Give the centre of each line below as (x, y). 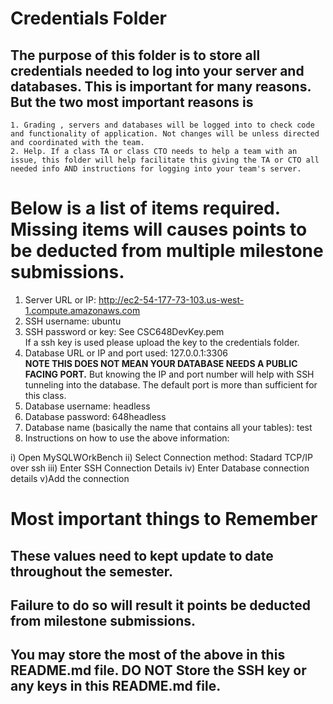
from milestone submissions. (103, 620)
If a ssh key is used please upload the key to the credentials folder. (162, 342)
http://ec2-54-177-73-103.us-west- (171, 299)
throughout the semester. (92, 571)
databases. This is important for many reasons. (161, 86)
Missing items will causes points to (159, 229)
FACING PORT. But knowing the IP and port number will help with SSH (169, 374)
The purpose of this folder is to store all (135, 55)
